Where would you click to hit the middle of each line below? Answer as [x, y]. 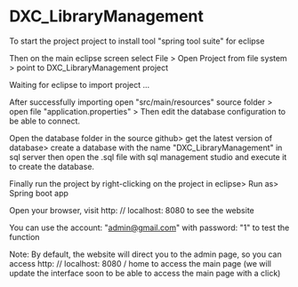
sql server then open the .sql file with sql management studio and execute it [148, 156]
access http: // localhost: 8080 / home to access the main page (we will [140, 263]
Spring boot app [39, 193]
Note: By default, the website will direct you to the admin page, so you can [145, 254]
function [24, 236]
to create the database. [52, 166]
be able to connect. [45, 121]
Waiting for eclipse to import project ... [80, 84]
